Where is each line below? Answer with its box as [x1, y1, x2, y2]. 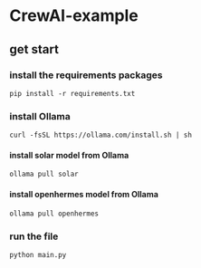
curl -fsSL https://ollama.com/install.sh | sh [9, 130, 193, 140]
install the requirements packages [9, 69, 163, 81]
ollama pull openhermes [9, 209, 100, 218]
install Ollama [9, 110, 71, 122]
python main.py [9, 250, 67, 259]
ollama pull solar [9, 169, 79, 179]
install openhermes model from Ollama [9, 188, 158, 199]
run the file [9, 230, 59, 243]
